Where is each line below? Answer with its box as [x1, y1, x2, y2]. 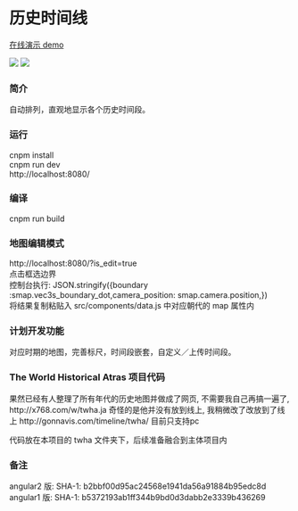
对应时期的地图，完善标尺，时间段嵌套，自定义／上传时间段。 [9, 347, 236, 358]
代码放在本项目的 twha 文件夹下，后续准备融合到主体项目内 [9, 434, 228, 445]
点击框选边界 [9, 268, 56, 279]
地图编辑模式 [9, 237, 65, 250]
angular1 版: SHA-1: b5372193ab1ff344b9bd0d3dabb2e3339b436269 [9, 492, 266, 503]
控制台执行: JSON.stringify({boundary [9, 280, 149, 291]
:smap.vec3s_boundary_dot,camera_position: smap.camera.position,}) [9, 290, 268, 301]
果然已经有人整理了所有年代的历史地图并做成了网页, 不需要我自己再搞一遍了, [9, 393, 290, 404]
